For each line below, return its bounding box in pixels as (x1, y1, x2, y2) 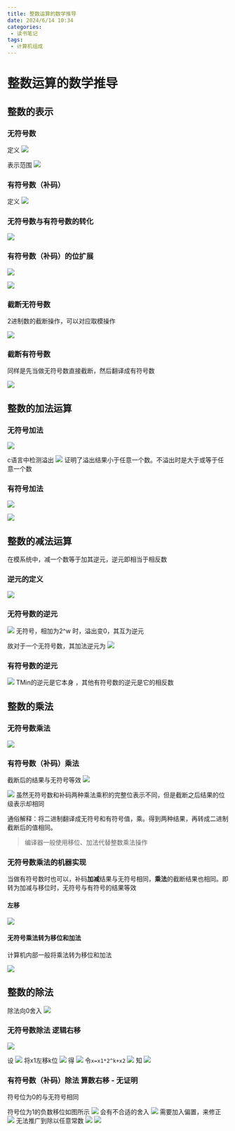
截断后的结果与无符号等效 (7, 776, 81, 784)
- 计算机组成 (10, 43, 43, 50)
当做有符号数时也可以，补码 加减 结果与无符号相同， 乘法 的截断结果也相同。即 (7, 875, 229, 883)
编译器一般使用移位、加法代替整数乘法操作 (24, 838, 148, 847)
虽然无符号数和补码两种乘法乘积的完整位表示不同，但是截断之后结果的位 (15, 791, 225, 799)
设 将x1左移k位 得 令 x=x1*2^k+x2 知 (7, 1056, 142, 1064)
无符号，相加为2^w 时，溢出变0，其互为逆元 (15, 627, 145, 635)
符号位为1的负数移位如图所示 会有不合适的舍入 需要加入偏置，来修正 (7, 1108, 222, 1116)
